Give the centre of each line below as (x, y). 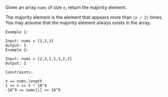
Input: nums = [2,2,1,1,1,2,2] (39, 59)
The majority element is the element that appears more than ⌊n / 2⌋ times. (84, 17)
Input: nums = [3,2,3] (29, 41)
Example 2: (17, 50)
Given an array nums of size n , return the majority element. (66, 7)
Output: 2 (16, 63)
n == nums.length (24, 81)
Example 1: (17, 32)
